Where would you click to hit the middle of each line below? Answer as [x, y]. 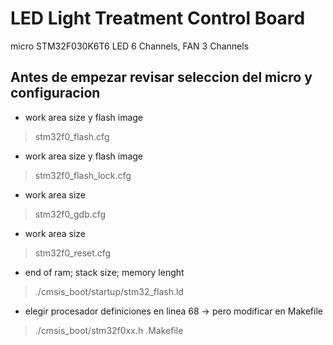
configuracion [55, 93]
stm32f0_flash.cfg [72, 136]
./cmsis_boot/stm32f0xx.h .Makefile [109, 330]
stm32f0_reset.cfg [73, 253]
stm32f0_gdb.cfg [70, 214]
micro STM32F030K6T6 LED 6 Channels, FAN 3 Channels [130, 46]
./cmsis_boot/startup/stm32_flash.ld [109, 291]
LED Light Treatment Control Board [158, 18]
